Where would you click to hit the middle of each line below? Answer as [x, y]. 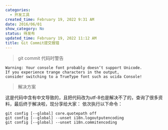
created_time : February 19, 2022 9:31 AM [50, 19]
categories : [18, 10]
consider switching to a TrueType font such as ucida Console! [74, 77]
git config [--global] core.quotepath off [51, 113]
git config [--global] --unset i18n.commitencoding [61, 122]
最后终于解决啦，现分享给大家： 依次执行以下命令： [68, 104]
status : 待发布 [20, 34]
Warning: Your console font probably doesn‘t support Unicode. [74, 68]
